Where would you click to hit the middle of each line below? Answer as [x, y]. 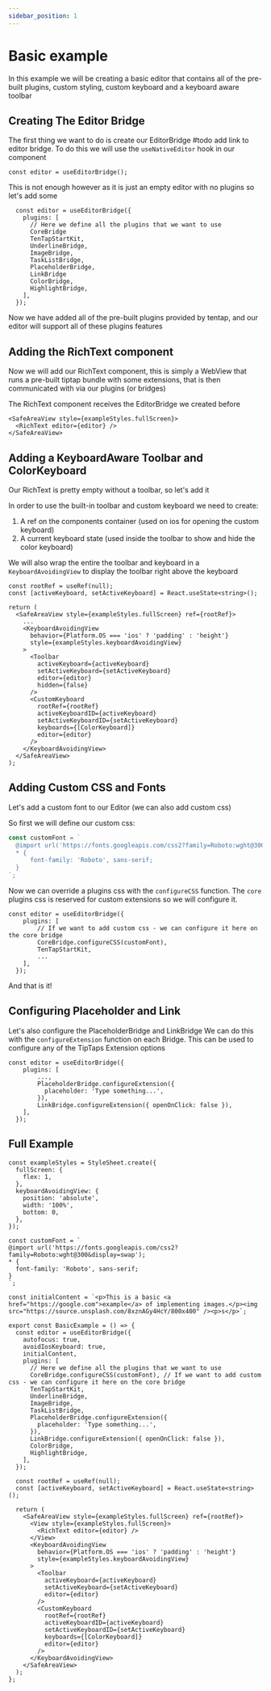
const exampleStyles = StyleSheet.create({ [83, 1163]
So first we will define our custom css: [72, 822]
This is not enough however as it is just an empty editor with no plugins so [131, 188]
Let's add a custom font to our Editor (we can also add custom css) [120, 807]
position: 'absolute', [61, 1198]
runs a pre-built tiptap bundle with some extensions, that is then [115, 380]
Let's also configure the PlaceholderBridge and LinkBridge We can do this [131, 1030]
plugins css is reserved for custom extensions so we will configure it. [123, 899]
